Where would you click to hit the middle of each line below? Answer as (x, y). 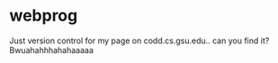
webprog (44, 16)
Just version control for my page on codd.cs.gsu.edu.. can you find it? (139, 40)
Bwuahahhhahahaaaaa (52, 49)
